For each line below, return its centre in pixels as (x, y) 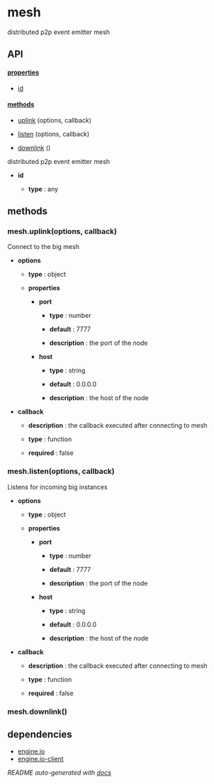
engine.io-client (40, 759)
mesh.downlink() (37, 712)
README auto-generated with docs (60, 773)
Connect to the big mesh (44, 247)
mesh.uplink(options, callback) (62, 231)
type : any (43, 189)
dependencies (40, 735)
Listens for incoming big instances (57, 487)
